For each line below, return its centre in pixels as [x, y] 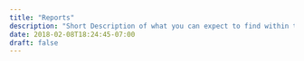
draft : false [34, 43]
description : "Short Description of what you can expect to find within [149, 26]
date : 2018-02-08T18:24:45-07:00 [72, 34]
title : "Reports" [42, 17]
